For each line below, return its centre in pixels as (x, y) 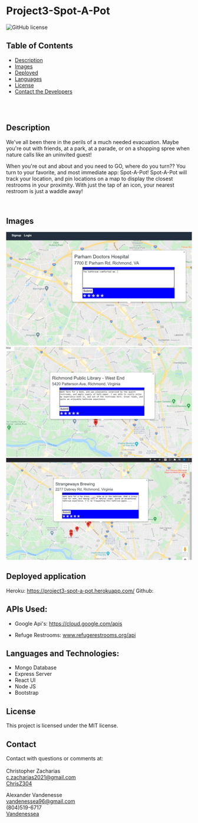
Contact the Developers (43, 91)
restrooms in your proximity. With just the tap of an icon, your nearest (90, 185)
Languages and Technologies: (63, 653)
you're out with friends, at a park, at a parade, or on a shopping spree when (98, 148)
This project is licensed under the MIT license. (62, 726)
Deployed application (46, 576)
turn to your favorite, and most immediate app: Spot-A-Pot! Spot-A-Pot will (97, 172)
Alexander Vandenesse (34, 795)
